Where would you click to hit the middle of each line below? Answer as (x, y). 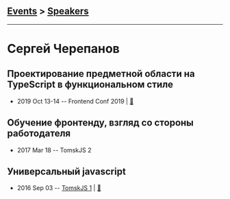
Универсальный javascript (67, 172)
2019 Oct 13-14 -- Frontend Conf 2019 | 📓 (75, 101)
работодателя (39, 133)
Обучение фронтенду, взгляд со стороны (100, 123)
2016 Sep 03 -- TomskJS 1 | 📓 (59, 188)
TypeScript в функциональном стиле (90, 85)
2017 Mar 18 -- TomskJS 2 (54, 150)
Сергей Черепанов (63, 49)
